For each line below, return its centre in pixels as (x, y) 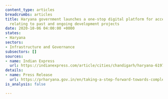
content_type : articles (30, 10)
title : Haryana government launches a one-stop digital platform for (79, 19)
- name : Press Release (29, 75)
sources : (14, 56)
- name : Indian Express (30, 61)
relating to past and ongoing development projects (65, 24)
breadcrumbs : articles (29, 14)
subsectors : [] (21, 51)
